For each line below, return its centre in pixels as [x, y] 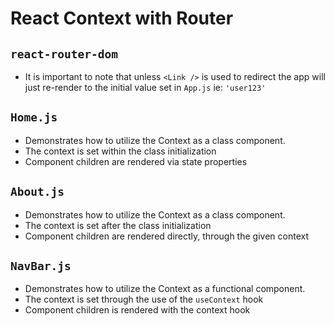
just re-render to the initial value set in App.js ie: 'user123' [145, 87]
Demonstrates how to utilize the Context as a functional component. [165, 289]
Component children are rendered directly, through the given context [166, 236]
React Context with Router [122, 18]
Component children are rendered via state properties [136, 161]
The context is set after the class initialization [118, 225]
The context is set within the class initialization [120, 151]
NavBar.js [41, 266]
